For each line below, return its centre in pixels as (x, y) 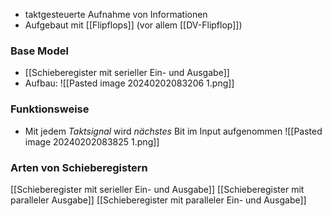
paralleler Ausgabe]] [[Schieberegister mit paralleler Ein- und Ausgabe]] (158, 200)
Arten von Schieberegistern (79, 167)
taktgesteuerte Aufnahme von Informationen (116, 14)
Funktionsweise (50, 109)
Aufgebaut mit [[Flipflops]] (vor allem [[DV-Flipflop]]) (133, 25)
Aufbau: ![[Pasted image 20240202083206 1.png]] (129, 83)
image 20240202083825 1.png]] (92, 141)
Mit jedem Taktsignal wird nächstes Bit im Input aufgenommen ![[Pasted (173, 131)
